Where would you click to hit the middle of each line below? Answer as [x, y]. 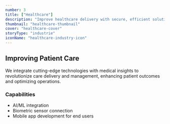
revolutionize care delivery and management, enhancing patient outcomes [83, 76]
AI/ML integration [31, 105]
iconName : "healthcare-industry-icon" [46, 38]
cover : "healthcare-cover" [34, 29]
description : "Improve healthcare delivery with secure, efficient [78, 19]
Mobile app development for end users [53, 116]
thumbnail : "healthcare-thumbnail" [43, 24]
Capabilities [20, 94]
